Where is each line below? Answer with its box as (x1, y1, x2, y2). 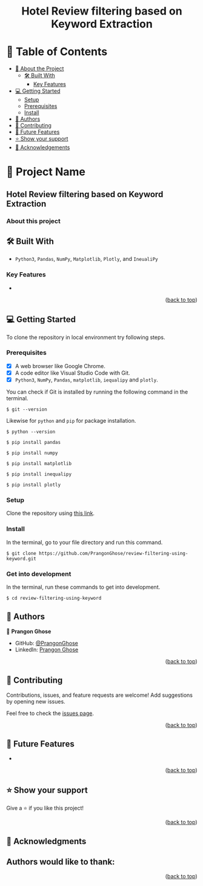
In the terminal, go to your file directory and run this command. (6, 539, 163, 546)
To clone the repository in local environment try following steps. (6, 334, 165, 341)
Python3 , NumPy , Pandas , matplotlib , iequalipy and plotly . (15, 376, 159, 383)
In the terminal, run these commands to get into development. (6, 583, 161, 591)
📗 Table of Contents (6, 45, 108, 59)
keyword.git (6, 555, 36, 562)
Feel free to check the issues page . (6, 710, 94, 717)
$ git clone (6, 550, 36, 556)
